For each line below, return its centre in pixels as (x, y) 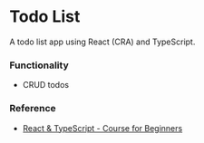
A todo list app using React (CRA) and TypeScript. (102, 42)
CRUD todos (46, 85)
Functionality (39, 65)
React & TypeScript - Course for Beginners (102, 128)
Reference (33, 109)
